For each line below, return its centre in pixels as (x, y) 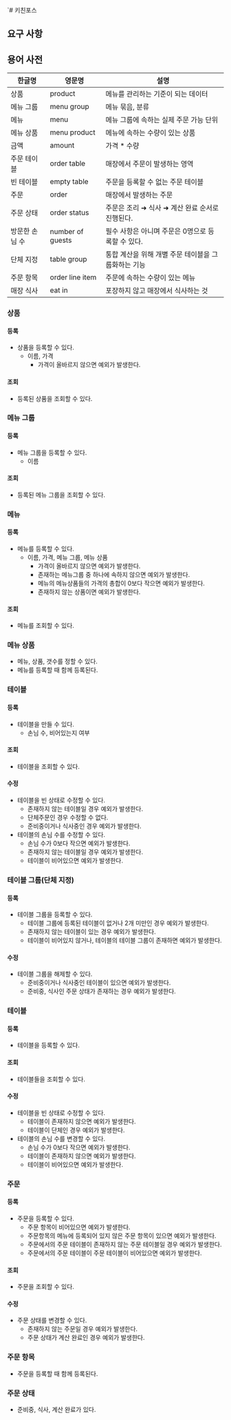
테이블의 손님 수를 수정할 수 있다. (61, 835)
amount (62, 146)
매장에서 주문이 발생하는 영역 (150, 164)
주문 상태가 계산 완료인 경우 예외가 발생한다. (86, 1338)
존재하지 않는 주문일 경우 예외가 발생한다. (82, 1329)
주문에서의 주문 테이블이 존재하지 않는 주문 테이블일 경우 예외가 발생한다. (124, 1244)
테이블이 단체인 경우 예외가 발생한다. (76, 1130)
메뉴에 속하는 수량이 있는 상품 (151, 133)
